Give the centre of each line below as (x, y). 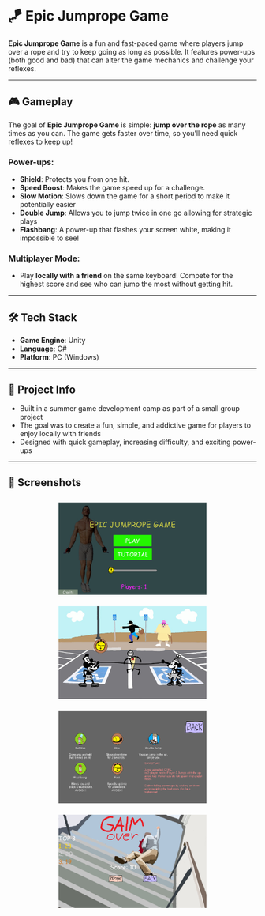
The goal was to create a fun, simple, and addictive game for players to (135, 425)
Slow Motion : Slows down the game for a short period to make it (125, 196)
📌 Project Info (42, 389)
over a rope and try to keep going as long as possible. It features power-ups (132, 51)
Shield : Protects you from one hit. (75, 179)
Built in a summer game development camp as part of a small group (130, 408)
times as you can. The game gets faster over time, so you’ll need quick (123, 133)
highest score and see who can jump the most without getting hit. (126, 284)
